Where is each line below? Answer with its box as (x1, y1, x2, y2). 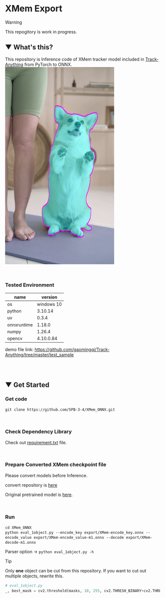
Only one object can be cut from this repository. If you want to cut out (5, 568, 146, 574)
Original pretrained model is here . (5, 492, 73, 497)
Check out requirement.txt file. (5, 439, 67, 445)
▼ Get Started (5, 381, 50, 389)
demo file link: (5, 346, 34, 352)
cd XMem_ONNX (5, 526, 32, 530)
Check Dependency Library (5, 428, 72, 435)
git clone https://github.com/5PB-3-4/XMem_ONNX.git (5, 407, 115, 412)
